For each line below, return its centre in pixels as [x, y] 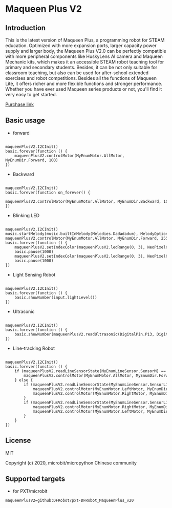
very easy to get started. [31, 94]
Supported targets [35, 479]
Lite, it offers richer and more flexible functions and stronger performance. [84, 83]
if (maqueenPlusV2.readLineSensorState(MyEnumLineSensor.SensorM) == [90, 371]
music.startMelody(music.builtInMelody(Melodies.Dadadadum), [72, 234]
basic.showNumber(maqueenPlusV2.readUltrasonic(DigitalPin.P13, [84, 334]
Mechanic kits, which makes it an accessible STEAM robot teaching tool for [85, 62]
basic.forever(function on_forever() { [48, 193]
